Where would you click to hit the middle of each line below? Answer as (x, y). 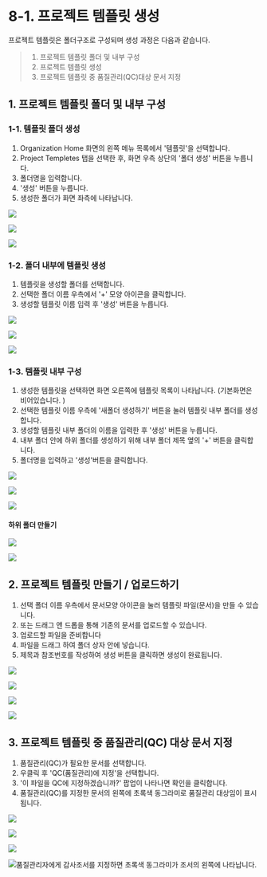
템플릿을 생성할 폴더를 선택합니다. (72, 284)
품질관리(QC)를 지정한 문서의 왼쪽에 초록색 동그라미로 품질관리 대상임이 (131, 793)
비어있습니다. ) (43, 400)
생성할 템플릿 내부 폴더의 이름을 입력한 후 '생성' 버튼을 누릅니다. (118, 431)
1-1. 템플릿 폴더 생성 (44, 129)
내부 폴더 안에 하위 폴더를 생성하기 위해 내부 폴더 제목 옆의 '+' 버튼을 (126, 440)
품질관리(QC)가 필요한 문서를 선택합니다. (83, 763)
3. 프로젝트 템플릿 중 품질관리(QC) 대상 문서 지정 (120, 742)
